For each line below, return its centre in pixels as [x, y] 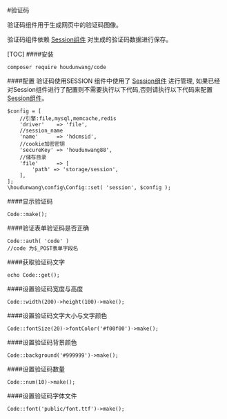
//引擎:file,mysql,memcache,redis [68, 119]
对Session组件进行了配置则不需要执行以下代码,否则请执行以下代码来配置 [110, 89]
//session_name [41, 130]
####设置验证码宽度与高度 [45, 289]
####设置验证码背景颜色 [42, 342]
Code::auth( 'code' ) [38, 241]
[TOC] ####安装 [30, 54]
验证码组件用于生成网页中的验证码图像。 [65, 25]
